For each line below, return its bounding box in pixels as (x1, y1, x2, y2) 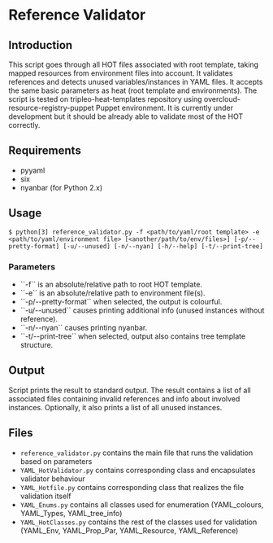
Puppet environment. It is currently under (95, 103, 234, 112)
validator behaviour (19, 474, 85, 484)
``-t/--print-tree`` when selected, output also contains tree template (19, 331, 246, 341)
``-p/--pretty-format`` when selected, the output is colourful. (19, 296, 223, 306)
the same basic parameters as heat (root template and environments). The (8, 85, 258, 95)
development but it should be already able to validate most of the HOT (8, 112, 244, 121)
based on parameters (19, 456, 93, 466)
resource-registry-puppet (8, 103, 95, 112)
